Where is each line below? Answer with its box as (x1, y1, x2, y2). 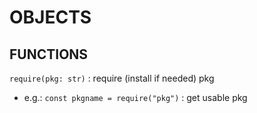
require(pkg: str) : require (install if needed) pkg (9, 72, 215, 84)
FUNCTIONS (9, 46, 89, 63)
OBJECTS (9, 6, 92, 29)
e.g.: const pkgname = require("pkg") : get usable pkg (23, 92, 248, 103)
